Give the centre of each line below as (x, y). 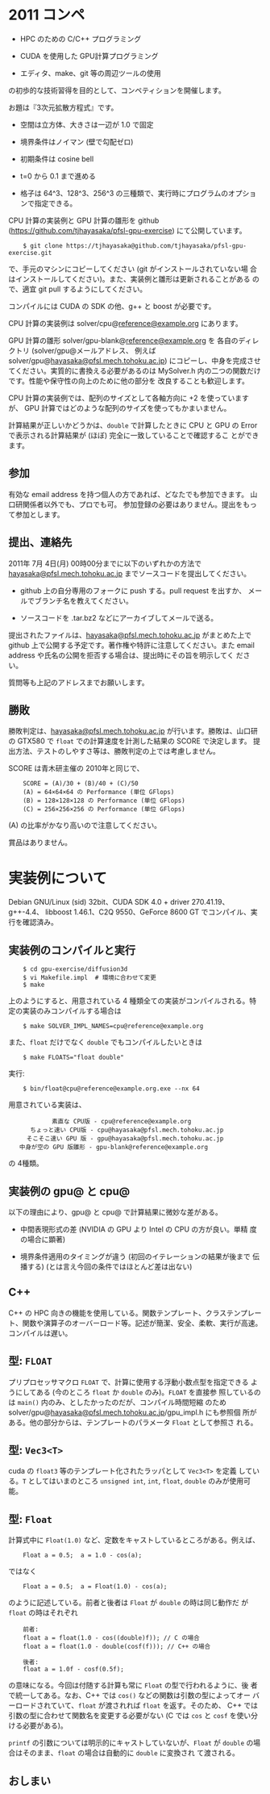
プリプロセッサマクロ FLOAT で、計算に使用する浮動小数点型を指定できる (129, 1382)
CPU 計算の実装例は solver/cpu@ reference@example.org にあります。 (126, 323)
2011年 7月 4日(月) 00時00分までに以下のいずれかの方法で (105, 563)
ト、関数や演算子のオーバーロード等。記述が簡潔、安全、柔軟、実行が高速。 (135, 1323)
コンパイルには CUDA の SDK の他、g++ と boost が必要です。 (112, 306)
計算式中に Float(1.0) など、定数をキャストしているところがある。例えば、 (134, 1540)
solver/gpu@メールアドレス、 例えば (95, 350)
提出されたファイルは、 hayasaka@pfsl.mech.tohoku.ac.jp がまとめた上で (130, 635)
